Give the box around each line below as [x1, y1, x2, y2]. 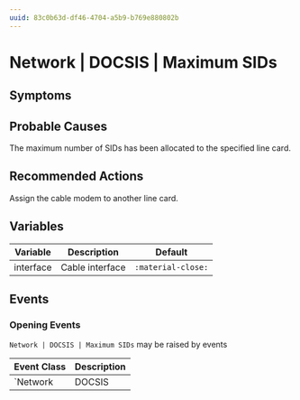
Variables [9, 219, 65, 235]
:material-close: [134, 262, 209, 272]
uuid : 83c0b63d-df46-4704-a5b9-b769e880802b [9, 13, 179, 23]
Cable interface [60, 261, 126, 274]
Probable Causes [9, 118, 108, 134]
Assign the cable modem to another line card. [9, 192, 178, 203]
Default [155, 246, 188, 258]
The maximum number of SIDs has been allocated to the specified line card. [9, 143, 291, 153]
